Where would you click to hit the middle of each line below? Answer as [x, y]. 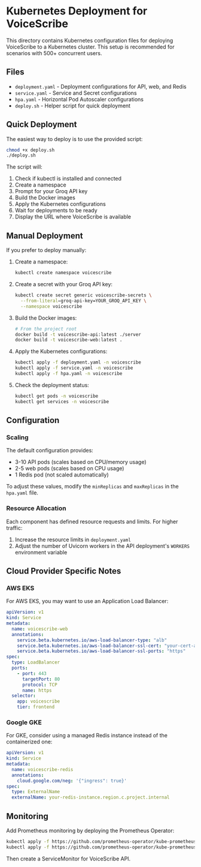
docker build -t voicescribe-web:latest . [68, 340]
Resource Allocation [36, 508]
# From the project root [46, 329]
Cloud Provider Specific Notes [64, 571]
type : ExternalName [36, 792]
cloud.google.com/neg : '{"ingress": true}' [72, 781]
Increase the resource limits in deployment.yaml [73, 539]
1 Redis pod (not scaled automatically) [62, 475]
